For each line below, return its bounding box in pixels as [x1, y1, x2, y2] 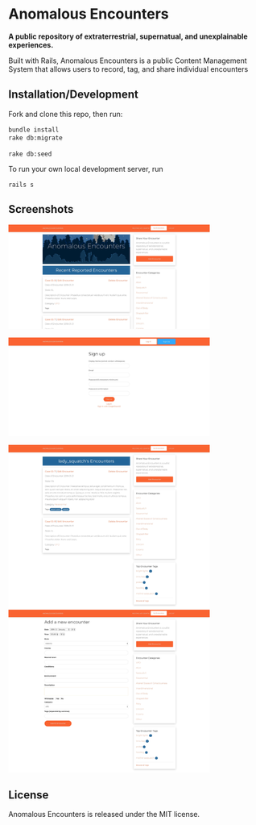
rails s [8, 181, 35, 189]
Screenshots [8, 202, 74, 216]
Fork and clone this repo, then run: [8, 109, 123, 119]
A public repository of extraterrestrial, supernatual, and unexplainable [8, 31, 248, 41]
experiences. [8, 40, 54, 49]
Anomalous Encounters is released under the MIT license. [8, 810, 200, 819]
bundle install [8, 126, 60, 134]
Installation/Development [8, 88, 139, 102]
